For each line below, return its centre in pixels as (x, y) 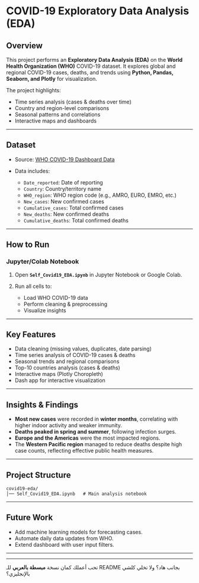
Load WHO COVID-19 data (56, 297)
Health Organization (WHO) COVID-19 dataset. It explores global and (91, 66)
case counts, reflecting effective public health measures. (84, 451)
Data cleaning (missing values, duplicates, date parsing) (83, 349)
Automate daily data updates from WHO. (64, 538)
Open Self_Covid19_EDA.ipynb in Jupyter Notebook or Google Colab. (98, 274)
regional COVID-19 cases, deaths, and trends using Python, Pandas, (90, 72)
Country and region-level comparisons (62, 108)
